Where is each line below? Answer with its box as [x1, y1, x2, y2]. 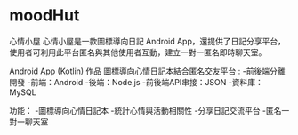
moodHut [9, 5, 80, 26]
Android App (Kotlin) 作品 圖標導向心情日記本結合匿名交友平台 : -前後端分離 [9, 66, 286, 76]
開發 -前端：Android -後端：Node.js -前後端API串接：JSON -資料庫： [9, 76, 264, 87]
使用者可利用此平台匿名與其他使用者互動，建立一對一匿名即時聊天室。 [9, 46, 267, 58]
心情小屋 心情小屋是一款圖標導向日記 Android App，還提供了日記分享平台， [9, 36, 286, 46]
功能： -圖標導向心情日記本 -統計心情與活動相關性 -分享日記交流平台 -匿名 [9, 105, 282, 115]
